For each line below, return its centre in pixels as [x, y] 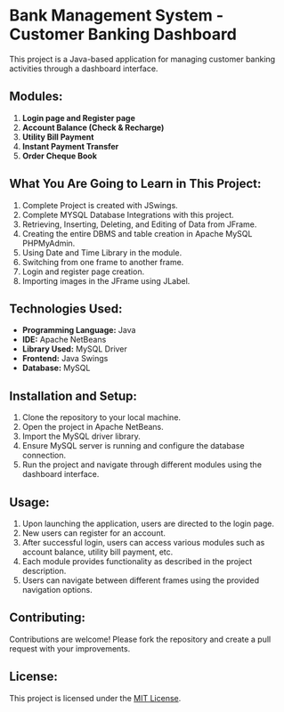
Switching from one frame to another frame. [103, 262]
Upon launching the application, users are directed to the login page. [148, 523]
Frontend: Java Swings [65, 359]
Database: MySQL [56, 368]
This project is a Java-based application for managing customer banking [142, 59]
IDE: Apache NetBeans [64, 340]
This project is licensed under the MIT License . [95, 698]
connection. [44, 456]
